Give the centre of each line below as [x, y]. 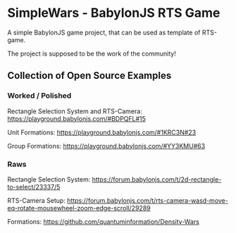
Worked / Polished [39, 96]
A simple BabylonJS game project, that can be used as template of [104, 32]
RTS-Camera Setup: [36, 200]
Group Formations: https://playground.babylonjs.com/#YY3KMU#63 [106, 146]
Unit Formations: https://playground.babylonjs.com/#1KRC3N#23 [102, 132]
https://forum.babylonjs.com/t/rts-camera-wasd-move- [148, 200]
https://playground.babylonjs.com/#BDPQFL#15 [77, 118]
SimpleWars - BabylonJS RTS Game [114, 13]
